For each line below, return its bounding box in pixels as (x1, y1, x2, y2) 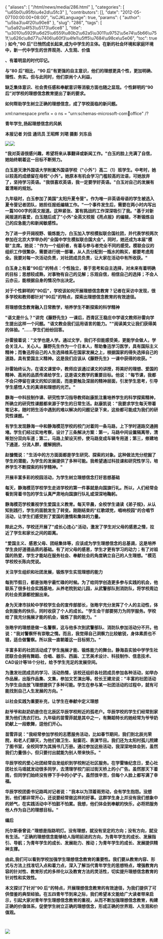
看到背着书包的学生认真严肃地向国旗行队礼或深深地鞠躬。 (5, 491, 120, 497)
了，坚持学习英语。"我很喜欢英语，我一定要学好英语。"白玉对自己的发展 (5, 179, 150, 185)
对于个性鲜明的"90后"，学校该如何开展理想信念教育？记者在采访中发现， (5, 288, 151, 293)
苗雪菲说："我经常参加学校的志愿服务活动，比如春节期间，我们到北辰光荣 (5, 732, 152, 737)
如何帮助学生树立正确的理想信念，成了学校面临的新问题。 (5, 101, 120, 106)
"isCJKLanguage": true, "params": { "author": (49, 15, 141, 20)
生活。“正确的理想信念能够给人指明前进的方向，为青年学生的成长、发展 (9, 834, 152, 839)
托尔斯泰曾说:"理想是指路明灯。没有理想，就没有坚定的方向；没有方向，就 (5, 828, 154, 834)
